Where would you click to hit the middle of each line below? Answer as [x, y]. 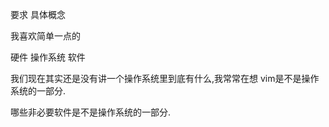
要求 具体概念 [38, 14]
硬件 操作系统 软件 [48, 57]
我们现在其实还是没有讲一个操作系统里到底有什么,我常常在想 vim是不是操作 [165, 78]
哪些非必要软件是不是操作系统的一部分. [91, 112]
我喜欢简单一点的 [45, 36]
